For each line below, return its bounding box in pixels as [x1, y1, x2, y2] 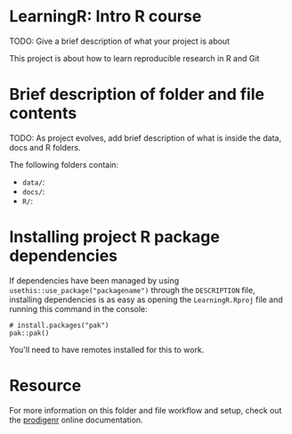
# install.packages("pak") [9, 321, 109, 330]
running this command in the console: [9, 303, 149, 314]
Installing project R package [9, 227, 220, 247]
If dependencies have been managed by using [9, 274, 180, 286]
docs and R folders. [9, 142, 81, 152]
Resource [9, 376, 82, 396]
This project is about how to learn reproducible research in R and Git [9, 53, 260, 63]
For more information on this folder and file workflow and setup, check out [9, 405, 282, 415]
